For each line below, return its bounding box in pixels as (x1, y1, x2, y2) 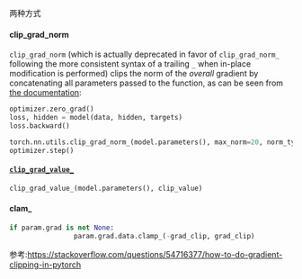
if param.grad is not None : (9, 223, 115, 232)
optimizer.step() (9, 146, 75, 155)
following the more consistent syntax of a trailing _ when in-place (9, 58, 252, 69)
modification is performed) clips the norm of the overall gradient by (9, 68, 259, 79)
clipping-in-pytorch (9, 259, 82, 270)
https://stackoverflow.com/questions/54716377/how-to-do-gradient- (27, 248, 283, 259)
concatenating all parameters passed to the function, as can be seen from (9, 77, 284, 88)
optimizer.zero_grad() (9, 104, 94, 114)
